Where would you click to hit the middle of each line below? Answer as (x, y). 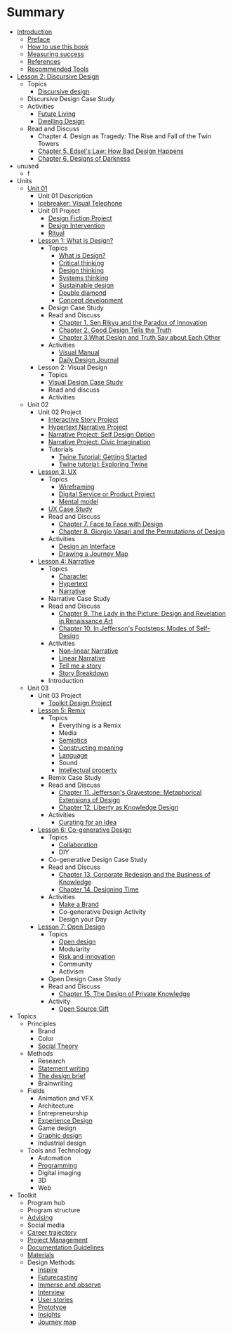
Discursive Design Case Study (71, 98)
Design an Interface (87, 546)
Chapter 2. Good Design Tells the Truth (115, 330)
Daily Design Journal (89, 359)
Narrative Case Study (79, 598)
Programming (58, 1165)
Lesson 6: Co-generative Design (85, 830)
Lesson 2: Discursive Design (58, 76)
